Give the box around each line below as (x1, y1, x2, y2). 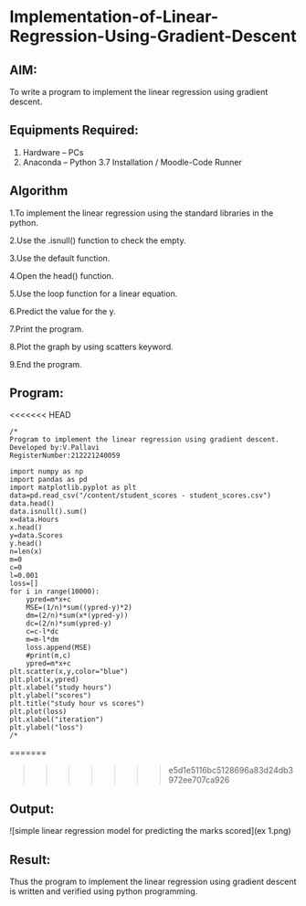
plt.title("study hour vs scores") (9, 699, 145, 709)
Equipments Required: (9, 123, 139, 138)
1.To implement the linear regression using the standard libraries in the (9, 208, 274, 219)
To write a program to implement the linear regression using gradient (9, 87, 269, 97)
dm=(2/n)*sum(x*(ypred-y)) (26, 611, 129, 621)
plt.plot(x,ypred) (9, 675, 79, 685)
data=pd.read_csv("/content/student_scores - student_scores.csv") (9, 491, 272, 500)
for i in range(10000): (9, 587, 100, 596)
